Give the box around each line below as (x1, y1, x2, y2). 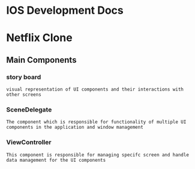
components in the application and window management (6, 124, 144, 131)
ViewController (6, 138, 52, 147)
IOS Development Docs (6, 4, 124, 17)
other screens (6, 92, 42, 98)
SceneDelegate (6, 105, 52, 114)
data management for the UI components (6, 157, 106, 163)
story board (6, 73, 41, 81)
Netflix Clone (6, 31, 73, 45)
